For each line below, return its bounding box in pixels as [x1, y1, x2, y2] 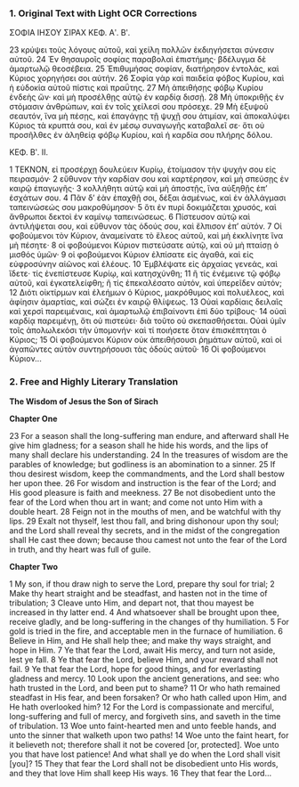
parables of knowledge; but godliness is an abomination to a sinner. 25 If [9, 458, 276, 469]
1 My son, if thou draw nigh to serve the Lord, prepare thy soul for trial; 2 [9, 578, 276, 589]
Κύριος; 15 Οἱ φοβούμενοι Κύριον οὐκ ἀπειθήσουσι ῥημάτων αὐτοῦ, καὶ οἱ [9, 335, 282, 345]
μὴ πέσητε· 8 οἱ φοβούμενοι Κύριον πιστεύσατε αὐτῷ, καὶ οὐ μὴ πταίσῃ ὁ [9, 239, 279, 251]
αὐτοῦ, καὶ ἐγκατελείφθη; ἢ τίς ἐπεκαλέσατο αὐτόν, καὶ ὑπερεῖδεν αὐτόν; [9, 278, 282, 288]
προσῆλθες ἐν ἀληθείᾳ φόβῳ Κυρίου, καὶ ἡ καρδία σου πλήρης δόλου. [9, 130, 273, 141]
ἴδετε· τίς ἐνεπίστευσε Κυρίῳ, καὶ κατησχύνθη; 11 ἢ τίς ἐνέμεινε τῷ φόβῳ [9, 268, 281, 279]
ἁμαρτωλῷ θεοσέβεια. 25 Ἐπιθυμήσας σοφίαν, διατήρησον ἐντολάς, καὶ [9, 63, 279, 74]
